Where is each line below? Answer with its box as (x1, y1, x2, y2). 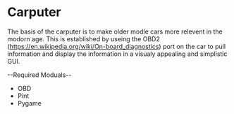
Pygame (17, 99, 42, 107)
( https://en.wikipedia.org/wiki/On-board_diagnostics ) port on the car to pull (7, 42, 226, 50)
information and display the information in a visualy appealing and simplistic (7, 50, 228, 58)
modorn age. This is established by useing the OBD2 (7, 34, 160, 43)
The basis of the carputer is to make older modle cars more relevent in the (7, 27, 223, 36)
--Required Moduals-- (7, 71, 72, 79)
